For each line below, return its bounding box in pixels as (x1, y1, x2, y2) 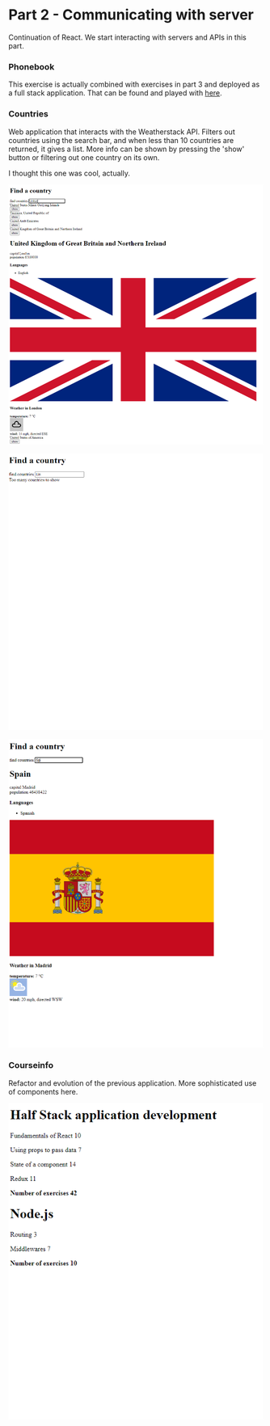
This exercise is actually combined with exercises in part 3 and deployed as (8, 79, 260, 90)
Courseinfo (8, 1060, 54, 1071)
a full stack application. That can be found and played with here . (8, 88, 222, 98)
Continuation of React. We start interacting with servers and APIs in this (8, 32, 247, 42)
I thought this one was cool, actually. (8, 168, 131, 178)
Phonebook (8, 61, 55, 72)
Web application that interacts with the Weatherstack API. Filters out (8, 127, 236, 137)
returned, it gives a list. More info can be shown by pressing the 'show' (8, 144, 245, 154)
